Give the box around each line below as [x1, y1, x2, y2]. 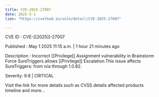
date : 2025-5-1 [5, 12, 36, 17]
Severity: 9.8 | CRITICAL [5, 73, 54, 79]
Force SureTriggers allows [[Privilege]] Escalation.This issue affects [5, 58, 141, 64]
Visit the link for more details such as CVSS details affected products [5, 82, 144, 88]
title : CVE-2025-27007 [5, 7, 51, 12]
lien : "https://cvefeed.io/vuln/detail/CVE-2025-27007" [5, 16, 121, 21]
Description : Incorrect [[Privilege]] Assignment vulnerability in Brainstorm [5, 53, 154, 59]
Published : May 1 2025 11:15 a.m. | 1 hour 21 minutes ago [5, 44, 120, 49]
